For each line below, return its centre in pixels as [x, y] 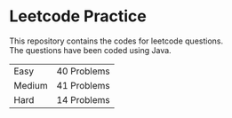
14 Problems [84, 99]
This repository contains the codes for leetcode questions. [116, 41]
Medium [31, 85]
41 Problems [84, 85]
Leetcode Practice [78, 16]
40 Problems [84, 71]
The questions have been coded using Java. [90, 50]
